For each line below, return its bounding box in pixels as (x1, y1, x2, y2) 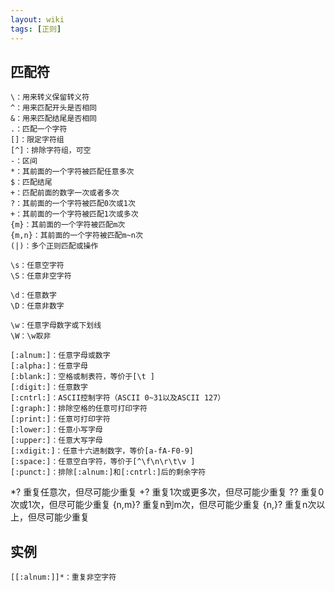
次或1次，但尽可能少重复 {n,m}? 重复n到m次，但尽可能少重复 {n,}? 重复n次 (10, 499, 317, 511)
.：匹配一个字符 (10, 124, 68, 135)
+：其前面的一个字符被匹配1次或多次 (10, 209, 139, 220)
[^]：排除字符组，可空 (10, 146, 92, 156)
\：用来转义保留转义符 (10, 92, 90, 103)
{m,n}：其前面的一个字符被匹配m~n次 (10, 231, 143, 241)
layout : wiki (10, 14, 65, 25)
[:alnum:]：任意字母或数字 (10, 351, 111, 361)
